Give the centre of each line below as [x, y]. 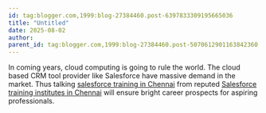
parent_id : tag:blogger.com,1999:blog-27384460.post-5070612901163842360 [133, 45]
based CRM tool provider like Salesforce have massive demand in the [122, 76]
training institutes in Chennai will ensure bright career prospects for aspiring [133, 92]
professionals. [31, 101]
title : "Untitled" [39, 23]
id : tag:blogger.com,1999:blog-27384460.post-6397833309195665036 [121, 15]
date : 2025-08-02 [37, 30]
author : [21, 38]
